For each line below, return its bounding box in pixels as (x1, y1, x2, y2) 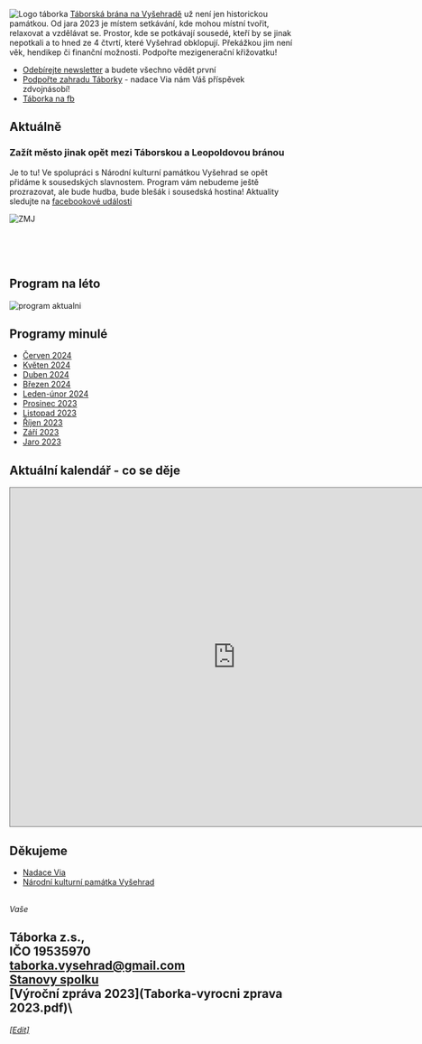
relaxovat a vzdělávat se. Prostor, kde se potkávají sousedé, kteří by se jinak (9, 28, 292, 38)
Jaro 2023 (22, 436, 61, 447)
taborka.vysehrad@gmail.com (9, 958, 186, 974)
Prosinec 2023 (22, 398, 78, 409)
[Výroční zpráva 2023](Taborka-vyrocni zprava (9, 986, 283, 1002)
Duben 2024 (22, 369, 69, 380)
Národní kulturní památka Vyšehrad (22, 876, 155, 887)
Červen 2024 (22, 350, 72, 361)
